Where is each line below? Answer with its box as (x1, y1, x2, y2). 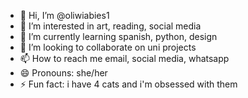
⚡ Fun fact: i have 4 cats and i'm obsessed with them (19, 78, 238, 90)
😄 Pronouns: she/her (19, 67, 108, 79)
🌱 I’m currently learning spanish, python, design (19, 31, 218, 42)
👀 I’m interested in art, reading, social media (19, 20, 202, 32)
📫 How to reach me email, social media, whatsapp (19, 53, 230, 64)
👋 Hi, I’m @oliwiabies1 (19, 10, 110, 21)
